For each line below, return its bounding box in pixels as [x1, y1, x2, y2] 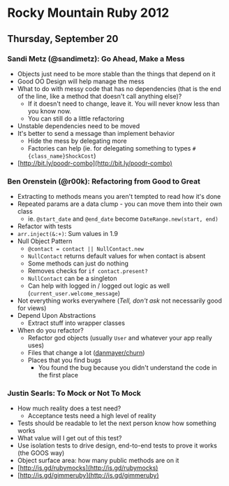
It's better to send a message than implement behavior [17, 129, 175, 137]
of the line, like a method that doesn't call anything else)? [17, 92, 182, 100]
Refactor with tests [17, 222, 72, 230]
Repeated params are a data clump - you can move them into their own [17, 200, 223, 208]
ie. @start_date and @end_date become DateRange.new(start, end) [27, 215, 219, 223]
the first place [38, 371, 79, 380]
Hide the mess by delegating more [27, 137, 127, 145]
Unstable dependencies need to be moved [17, 121, 140, 130]
